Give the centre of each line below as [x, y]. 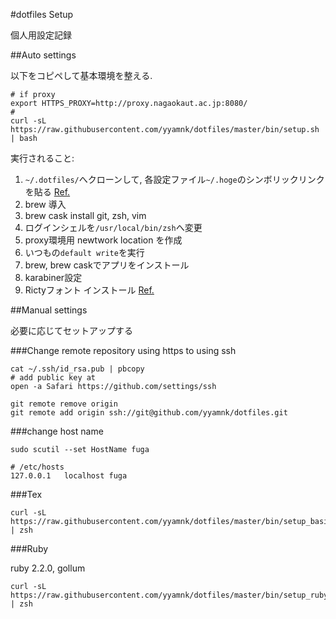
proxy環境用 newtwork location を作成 [103, 240]
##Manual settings [49, 310]
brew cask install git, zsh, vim [85, 215]
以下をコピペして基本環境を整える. [81, 75]
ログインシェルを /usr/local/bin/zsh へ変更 [113, 227]
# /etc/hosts [37, 467]
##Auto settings [43, 55]
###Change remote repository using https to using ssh [123, 350]
